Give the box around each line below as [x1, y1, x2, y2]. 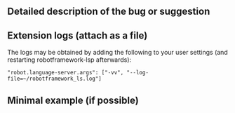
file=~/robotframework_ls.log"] [7, 75, 102, 83]
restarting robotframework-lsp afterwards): [7, 55, 132, 64]
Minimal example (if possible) [7, 94, 139, 106]
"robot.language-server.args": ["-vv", [7, 69, 124, 77]
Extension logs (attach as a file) [7, 29, 148, 41]
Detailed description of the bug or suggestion [7, 6, 210, 18]
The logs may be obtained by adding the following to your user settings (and [7, 48, 228, 57]
